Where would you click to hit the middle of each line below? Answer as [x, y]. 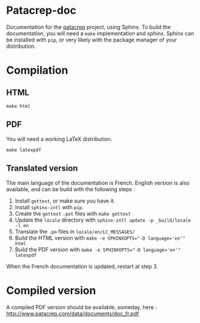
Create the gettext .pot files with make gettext [73, 213]
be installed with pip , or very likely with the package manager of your [92, 40]
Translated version [42, 168]
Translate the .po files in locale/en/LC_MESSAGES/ [75, 231]
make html [19, 106]
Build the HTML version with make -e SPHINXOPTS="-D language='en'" [100, 238]
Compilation [37, 70]
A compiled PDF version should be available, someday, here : [82, 307]
